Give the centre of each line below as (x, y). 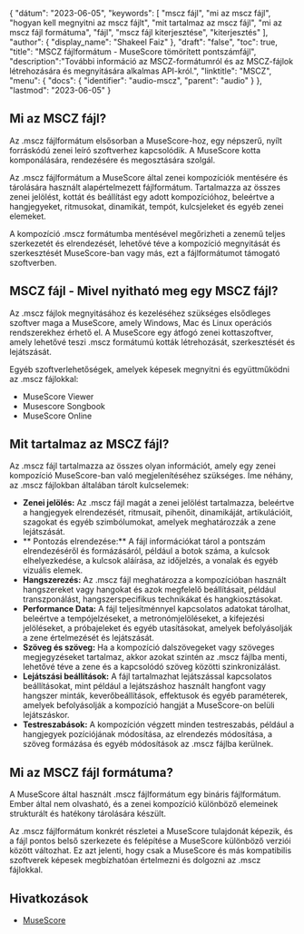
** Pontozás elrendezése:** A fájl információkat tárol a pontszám (144, 541)
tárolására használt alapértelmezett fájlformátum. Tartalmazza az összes (145, 187)
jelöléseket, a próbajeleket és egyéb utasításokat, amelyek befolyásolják (157, 628)
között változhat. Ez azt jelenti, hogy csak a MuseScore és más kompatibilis (151, 850)
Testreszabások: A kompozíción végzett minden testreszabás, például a (158, 724)
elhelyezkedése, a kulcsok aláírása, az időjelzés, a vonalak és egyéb (150, 561)
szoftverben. (33, 262)
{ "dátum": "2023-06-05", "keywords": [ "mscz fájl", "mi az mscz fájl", (140, 13)
